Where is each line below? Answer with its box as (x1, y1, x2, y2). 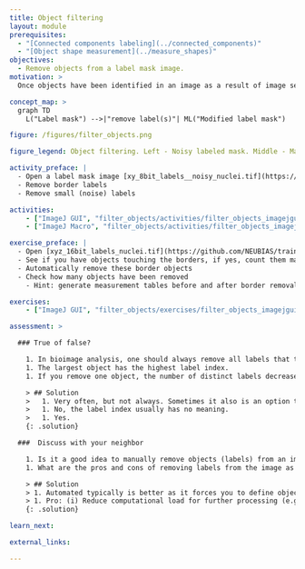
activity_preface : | (9, 164, 88, 173)
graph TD (17, 105, 51, 115)
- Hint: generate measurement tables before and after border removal (25, 281, 299, 290)
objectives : (9, 55, 54, 65)
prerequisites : (9, 30, 67, 39)
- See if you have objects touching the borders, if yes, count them (17, 255, 286, 265)
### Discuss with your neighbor (17, 438, 144, 447)
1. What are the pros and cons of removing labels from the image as (25, 463, 295, 473)
